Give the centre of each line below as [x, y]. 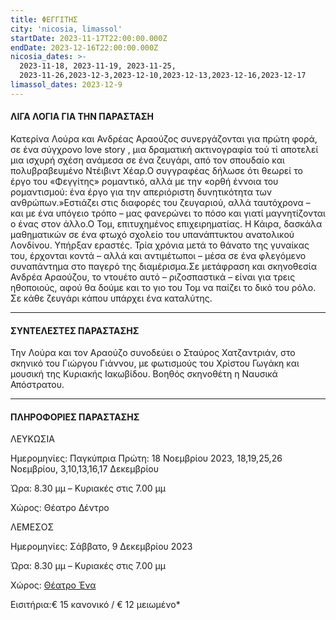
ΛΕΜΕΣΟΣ [32, 527]
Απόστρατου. [37, 385]
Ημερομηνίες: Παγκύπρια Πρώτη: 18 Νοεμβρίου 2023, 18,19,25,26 [146, 458]
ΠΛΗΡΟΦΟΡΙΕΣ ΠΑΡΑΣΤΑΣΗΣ [75, 417]
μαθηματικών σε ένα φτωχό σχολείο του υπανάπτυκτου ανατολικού [152, 234]
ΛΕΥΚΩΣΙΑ [32, 439]
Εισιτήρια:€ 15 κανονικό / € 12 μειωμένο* [95, 605]
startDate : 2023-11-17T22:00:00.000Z [89, 38]
